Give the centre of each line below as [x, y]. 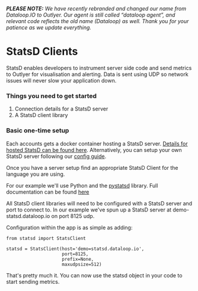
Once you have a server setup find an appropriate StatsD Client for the [92, 167]
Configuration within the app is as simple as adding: [69, 227]
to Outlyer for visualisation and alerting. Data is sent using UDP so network [97, 74]
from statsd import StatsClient [46, 238]
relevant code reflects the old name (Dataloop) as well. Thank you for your [98, 21]
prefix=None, [78, 259]
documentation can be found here [48, 192]
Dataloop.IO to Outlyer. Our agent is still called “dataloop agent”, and [91, 15]
